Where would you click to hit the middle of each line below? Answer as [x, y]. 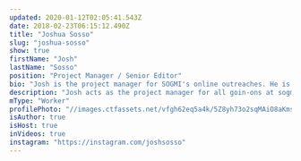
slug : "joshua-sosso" [50, 42]
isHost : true [34, 126]
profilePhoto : [36, 109]
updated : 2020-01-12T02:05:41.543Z [76, 17]
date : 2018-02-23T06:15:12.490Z [69, 26]
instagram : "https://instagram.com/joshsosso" [98, 142]
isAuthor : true [38, 117]
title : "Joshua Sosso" [52, 34]
